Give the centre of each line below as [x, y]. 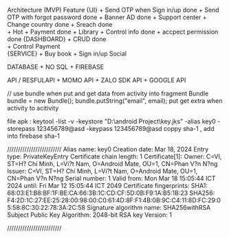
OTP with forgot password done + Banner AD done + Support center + [107, 17]
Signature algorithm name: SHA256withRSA [149, 207]
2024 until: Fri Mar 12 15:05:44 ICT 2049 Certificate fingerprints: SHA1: [108, 186]
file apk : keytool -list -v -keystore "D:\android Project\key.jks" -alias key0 [112, 121]
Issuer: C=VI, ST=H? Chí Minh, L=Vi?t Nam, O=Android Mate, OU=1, [102, 171]
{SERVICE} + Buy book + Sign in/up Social [67, 53]
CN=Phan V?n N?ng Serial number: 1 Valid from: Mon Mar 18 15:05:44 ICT [111, 178]
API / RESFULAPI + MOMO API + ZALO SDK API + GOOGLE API [97, 80]
